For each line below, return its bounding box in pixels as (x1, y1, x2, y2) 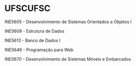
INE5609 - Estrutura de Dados (4, 28, 65, 34)
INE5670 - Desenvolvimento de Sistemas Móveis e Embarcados (4, 56, 131, 62)
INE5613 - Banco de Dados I (4, 37, 61, 43)
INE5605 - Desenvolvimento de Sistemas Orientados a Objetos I (4, 19, 132, 25)
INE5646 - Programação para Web (4, 47, 73, 53)
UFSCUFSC (4, 3, 51, 14)
